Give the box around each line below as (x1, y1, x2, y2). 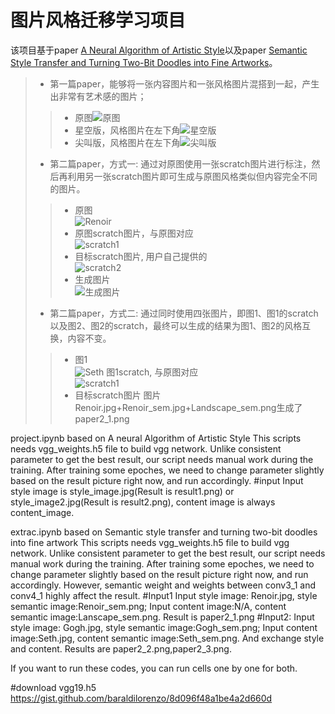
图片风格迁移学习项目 (10, 9, 187, 32)
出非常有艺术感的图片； (49, 90, 147, 102)
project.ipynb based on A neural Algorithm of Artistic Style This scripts (10, 432, 302, 444)
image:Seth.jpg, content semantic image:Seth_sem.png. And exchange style (10, 632, 325, 644)
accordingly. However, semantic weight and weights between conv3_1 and (10, 579, 317, 591)
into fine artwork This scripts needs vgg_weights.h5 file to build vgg (10, 536, 290, 548)
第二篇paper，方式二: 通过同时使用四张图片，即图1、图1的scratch (49, 307, 319, 319)
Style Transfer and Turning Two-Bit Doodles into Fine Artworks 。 (10, 56, 278, 68)
